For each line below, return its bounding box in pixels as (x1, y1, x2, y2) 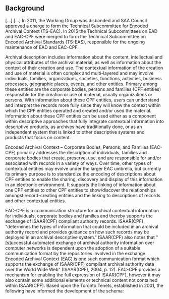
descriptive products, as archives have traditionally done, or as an (5, 124, 142, 130)
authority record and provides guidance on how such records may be (5, 229, 150, 235)
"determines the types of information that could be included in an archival (5, 223, 159, 229)
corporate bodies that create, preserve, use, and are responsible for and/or (5, 155, 161, 161)
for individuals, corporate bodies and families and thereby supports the (5, 213, 153, 219)
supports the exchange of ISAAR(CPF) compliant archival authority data (5, 261, 155, 267)
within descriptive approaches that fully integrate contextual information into (5, 118, 164, 124)
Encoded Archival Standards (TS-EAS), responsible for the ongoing (5, 39, 145, 45)
